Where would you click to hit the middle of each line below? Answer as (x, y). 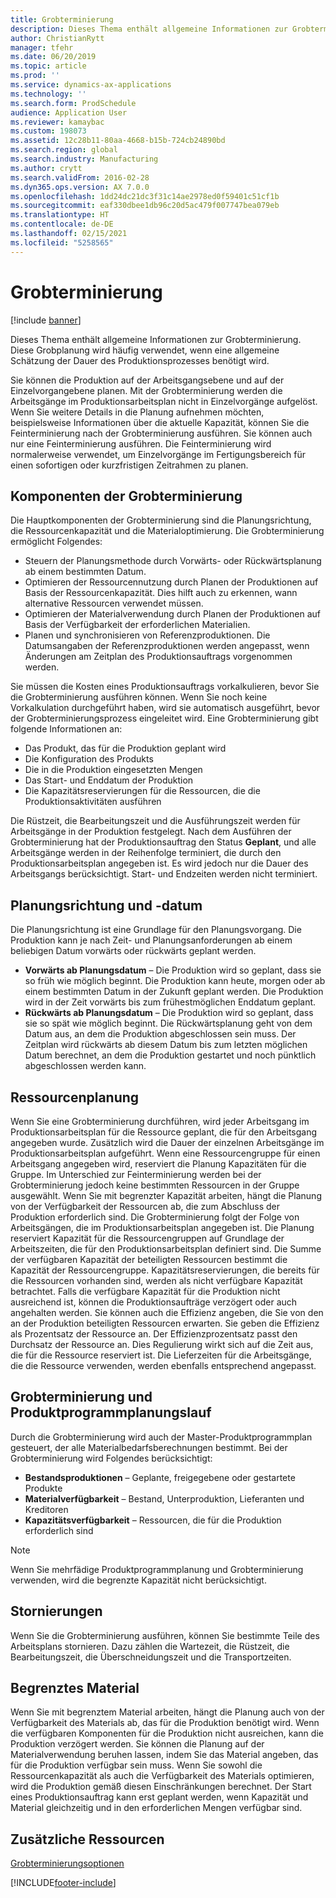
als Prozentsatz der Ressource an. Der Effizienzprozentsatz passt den (154, 1334)
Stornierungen (56, 1611)
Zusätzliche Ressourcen (87, 1839)
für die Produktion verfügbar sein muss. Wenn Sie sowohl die (136, 1765)
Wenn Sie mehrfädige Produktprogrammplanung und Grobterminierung (157, 1569)
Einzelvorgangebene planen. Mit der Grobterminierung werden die (146, 390)
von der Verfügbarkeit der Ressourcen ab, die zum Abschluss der (145, 1206)
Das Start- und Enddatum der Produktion (109, 780)
